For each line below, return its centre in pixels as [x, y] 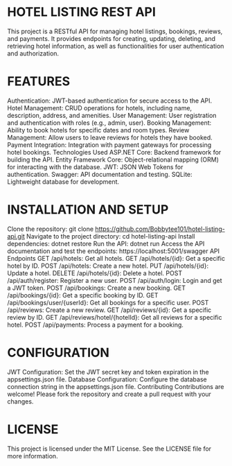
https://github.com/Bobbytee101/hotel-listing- [160, 229]
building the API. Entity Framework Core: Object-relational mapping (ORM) [113, 159]
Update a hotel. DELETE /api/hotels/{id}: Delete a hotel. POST [95, 273]
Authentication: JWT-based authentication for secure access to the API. [110, 101]
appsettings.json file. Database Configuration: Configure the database [107, 379]
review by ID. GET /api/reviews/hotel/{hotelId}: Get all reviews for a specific [115, 317]
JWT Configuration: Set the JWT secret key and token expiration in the [108, 372]
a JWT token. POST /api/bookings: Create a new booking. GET [96, 288]
